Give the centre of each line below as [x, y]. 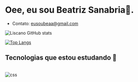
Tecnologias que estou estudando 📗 [61, 58]
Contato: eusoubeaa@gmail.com [45, 23]
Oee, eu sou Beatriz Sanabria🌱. [69, 10]
